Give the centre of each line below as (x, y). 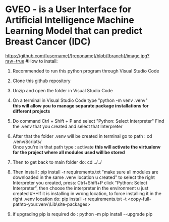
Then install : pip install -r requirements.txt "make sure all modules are (86, 172)
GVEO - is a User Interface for (68, 9)
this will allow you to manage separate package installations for (80, 105)
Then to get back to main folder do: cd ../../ (57, 162)
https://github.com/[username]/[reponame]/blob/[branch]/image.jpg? (77, 55)
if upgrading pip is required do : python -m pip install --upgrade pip (82, 214)
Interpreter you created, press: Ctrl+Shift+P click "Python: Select (80, 182)
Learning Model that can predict (74, 31)
